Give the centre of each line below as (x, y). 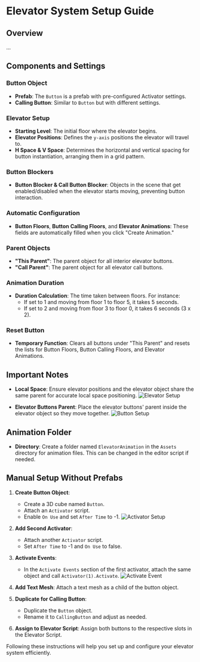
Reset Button (25, 330)
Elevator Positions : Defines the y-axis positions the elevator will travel (102, 137)
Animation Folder (39, 432)
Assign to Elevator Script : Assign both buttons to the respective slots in (103, 628)
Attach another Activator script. (63, 540)
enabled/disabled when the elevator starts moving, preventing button (100, 191)
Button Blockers (30, 171)
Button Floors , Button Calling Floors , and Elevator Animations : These (102, 226)
